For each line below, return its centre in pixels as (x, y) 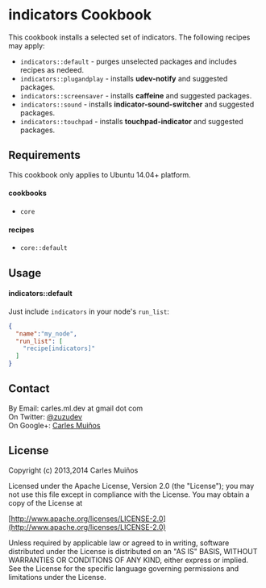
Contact (29, 389)
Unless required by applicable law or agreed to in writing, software (119, 543)
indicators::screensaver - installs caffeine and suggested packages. (136, 95)
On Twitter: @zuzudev (46, 416)
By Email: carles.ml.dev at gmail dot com (76, 408)
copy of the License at (46, 503)
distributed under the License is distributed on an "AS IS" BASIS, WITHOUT (133, 551)
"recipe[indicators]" (59, 348)
